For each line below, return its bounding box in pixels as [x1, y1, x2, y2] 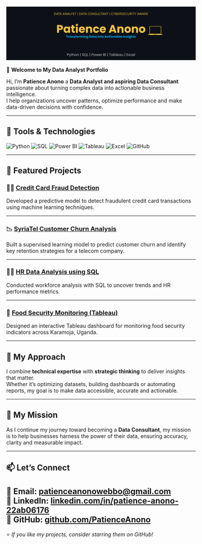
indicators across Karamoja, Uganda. [6, 329, 98, 336]
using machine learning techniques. [6, 204, 95, 211]
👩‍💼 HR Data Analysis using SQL [6, 267, 99, 276]
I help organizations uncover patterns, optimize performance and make [6, 97, 182, 104]
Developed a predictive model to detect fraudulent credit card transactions [6, 197, 191, 205]
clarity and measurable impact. [6, 439, 83, 446]
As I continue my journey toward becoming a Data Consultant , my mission [6, 426, 191, 433]
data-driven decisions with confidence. [6, 103, 103, 110]
